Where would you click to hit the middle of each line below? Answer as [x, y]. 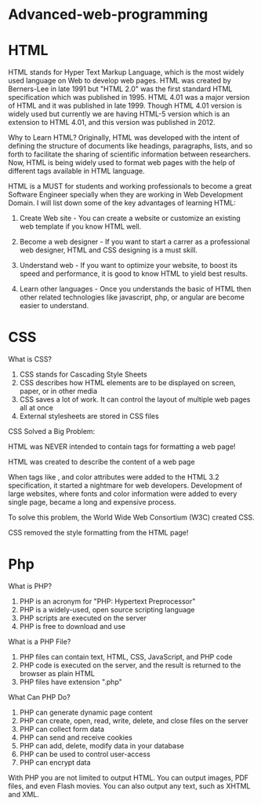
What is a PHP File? [40, 641]
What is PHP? [30, 586]
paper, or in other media [58, 391]
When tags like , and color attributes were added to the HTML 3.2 [114, 477]
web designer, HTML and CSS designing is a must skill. [109, 250]
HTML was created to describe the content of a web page [101, 462]
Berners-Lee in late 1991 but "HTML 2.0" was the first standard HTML [120, 89]
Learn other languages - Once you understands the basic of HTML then [135, 289]
